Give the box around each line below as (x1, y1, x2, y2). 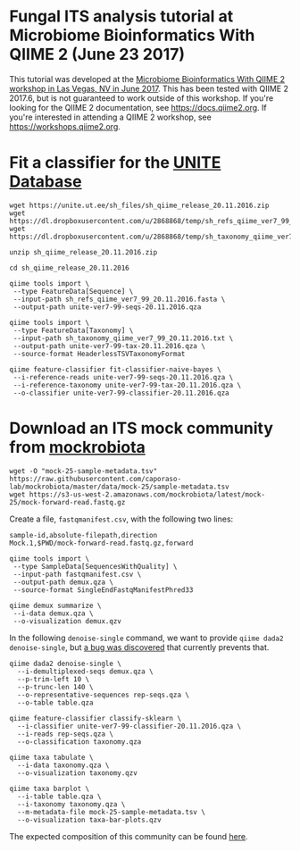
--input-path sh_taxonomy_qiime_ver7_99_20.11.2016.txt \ (12, 333, 234, 343)
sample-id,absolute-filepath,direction (9, 530, 158, 539)
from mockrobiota (9, 438, 146, 457)
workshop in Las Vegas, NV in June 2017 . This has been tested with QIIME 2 (9, 83, 288, 94)
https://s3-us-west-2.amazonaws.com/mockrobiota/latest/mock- (29, 489, 266, 499)
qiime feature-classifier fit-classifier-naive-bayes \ (9, 364, 221, 374)
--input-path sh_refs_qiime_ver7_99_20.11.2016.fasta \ (12, 295, 226, 304)
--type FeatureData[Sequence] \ (12, 287, 134, 296)
